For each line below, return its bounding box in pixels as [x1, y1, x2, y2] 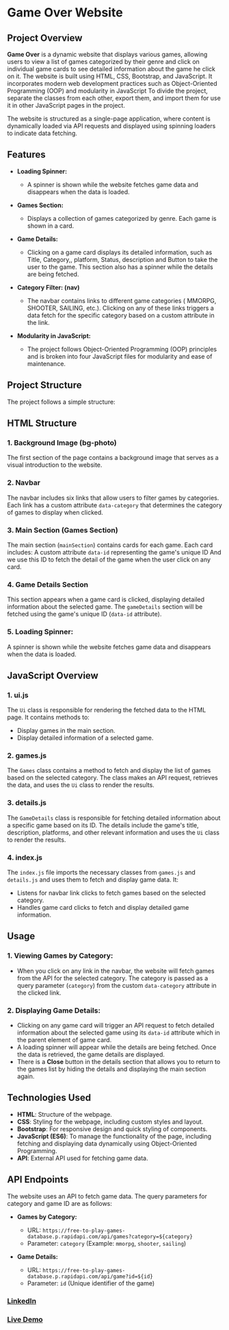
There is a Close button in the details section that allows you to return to [16, 1058, 221, 1066]
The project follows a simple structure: [7, 398, 116, 406]
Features [7, 149, 46, 160]
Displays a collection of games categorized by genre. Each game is [27, 214, 217, 222]
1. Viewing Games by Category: [7, 951, 113, 960]
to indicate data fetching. [7, 129, 77, 137]
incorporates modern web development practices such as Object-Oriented [7, 80, 217, 87]
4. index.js [7, 852, 43, 862]
